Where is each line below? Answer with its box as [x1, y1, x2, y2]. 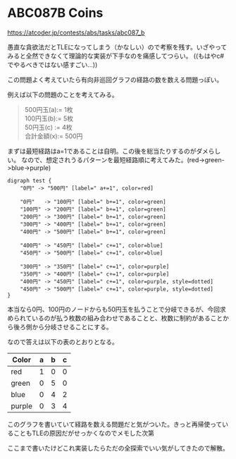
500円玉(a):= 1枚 [24, 105, 73, 114]
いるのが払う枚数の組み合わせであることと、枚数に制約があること [31, 314, 223, 322]
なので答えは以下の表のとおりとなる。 [7, 337, 118, 346]
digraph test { [7, 177, 52, 184]
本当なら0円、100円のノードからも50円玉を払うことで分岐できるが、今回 [7, 305, 221, 313]
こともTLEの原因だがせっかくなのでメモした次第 [13, 429, 155, 437]
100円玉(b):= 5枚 [24, 114, 74, 123]
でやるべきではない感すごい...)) [7, 60, 98, 68]
